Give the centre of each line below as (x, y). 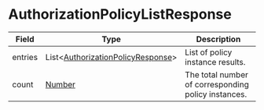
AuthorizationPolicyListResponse (120, 14)
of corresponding (216, 84)
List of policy (208, 52)
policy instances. (216, 94)
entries (25, 57)
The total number (216, 74)
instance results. (215, 62)
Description (218, 39)
